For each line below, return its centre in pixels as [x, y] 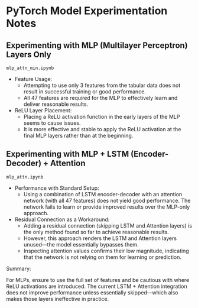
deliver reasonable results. [56, 104]
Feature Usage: [33, 79]
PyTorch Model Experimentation [87, 11]
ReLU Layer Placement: [43, 110]
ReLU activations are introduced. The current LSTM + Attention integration [97, 286]
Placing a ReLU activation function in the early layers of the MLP [102, 117]
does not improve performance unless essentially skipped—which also [92, 292]
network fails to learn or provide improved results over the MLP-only [107, 207]
